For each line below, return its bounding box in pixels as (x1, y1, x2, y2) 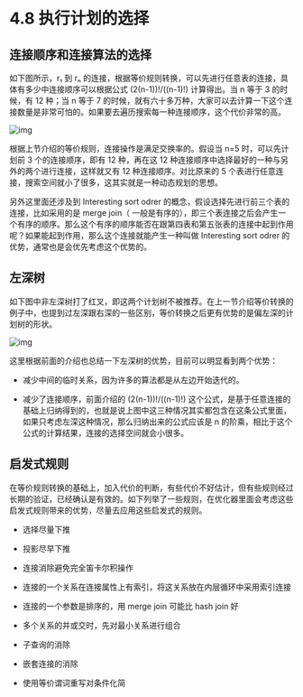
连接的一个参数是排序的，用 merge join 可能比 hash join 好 (22, 600, 239, 611)
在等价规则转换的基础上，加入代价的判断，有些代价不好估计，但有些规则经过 (9, 482, 294, 493)
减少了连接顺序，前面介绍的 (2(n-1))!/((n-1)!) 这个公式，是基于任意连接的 (22, 394, 291, 404)
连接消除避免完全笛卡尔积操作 (22, 562, 133, 573)
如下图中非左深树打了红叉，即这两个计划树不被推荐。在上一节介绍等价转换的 (9, 295, 294, 307)
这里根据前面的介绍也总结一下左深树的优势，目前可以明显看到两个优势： (9, 355, 278, 366)
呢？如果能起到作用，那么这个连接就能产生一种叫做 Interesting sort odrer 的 (9, 230, 290, 240)
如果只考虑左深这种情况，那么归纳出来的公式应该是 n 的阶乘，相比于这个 (22, 416, 293, 427)
